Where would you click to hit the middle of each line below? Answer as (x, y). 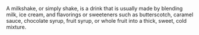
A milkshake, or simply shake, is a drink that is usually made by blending (94, 8)
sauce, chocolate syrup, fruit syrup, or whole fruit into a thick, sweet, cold (97, 21)
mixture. (16, 27)
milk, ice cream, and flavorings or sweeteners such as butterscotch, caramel (100, 15)
